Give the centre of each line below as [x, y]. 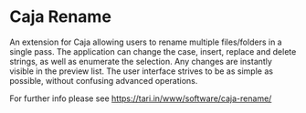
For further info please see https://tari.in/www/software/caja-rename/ [141, 98]
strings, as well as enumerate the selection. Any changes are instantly [141, 61]
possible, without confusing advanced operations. [104, 80]
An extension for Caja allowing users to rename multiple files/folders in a [146, 42]
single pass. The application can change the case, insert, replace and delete [153, 51]
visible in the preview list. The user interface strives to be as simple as [142, 71]
